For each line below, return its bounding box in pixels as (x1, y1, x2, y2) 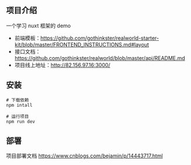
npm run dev (6, 118, 35, 124)
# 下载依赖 (6, 97, 29, 103)
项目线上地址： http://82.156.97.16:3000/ (14, 61, 111, 68)
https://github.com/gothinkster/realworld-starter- (40, 34, 159, 41)
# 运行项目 (6, 113, 29, 120)
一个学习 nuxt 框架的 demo (6, 22, 71, 29)
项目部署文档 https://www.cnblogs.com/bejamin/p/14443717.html (6, 152, 163, 159)
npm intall (6, 102, 33, 108)
